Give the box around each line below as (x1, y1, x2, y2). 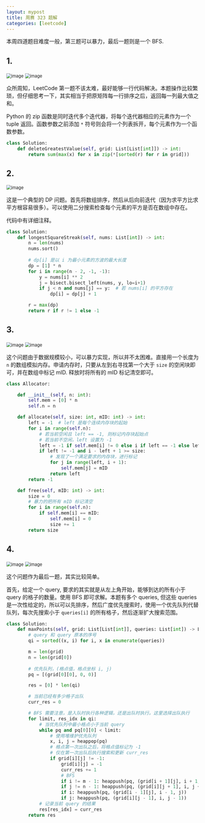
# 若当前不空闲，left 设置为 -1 (38, 436, 112, 443)
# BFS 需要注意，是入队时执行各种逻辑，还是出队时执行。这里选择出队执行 (28, 710, 190, 716)
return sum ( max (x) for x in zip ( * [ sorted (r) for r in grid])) (28, 151, 190, 157)
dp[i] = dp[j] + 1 (49, 291, 97, 297)
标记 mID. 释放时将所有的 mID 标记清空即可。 (43, 368, 157, 376)
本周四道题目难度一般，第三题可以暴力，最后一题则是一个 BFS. (6, 38, 164, 45)
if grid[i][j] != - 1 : (49, 755, 105, 761)
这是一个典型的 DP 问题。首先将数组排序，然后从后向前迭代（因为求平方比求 (6, 196, 198, 203)
